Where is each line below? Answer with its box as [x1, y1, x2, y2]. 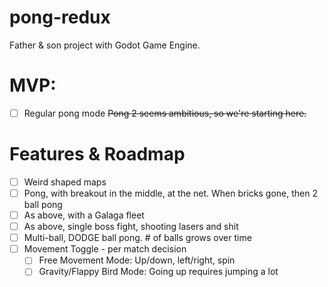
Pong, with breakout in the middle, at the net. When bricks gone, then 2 [23, 187, 319, 199]
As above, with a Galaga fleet [23, 209, 145, 221]
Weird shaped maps [23, 176, 107, 188]
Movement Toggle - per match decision [23, 243, 187, 255]
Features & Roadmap [9, 143, 186, 166]
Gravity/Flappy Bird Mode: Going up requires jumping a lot [38, 266, 279, 278]
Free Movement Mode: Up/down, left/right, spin [38, 254, 236, 266]
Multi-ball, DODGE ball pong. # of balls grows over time [23, 232, 252, 244]
